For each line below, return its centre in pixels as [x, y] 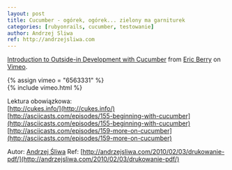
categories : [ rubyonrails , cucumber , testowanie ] [81, 26]
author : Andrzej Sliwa [40, 33]
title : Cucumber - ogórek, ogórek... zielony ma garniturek [96, 20]
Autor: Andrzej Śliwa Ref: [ [45, 152]
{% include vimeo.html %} [45, 88]
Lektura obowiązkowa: [40, 101]
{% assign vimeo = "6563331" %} [56, 80]
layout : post [26, 14]
